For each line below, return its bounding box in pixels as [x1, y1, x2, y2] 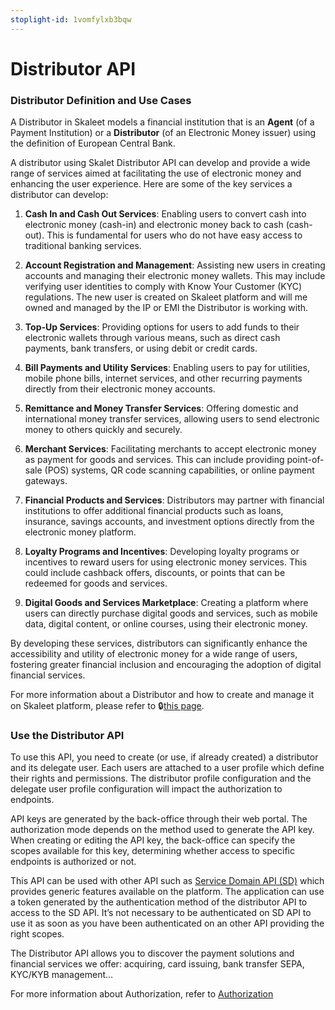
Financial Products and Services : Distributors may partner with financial [24, 494, 325, 506]
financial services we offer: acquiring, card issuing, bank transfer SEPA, [10, 958, 305, 970]
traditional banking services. [24, 240, 142, 252]
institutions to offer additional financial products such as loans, [24, 505, 284, 517]
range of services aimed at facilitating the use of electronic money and [10, 167, 302, 180]
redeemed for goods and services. [24, 577, 168, 590]
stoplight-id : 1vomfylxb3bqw [10, 14, 132, 25]
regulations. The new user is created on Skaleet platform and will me [24, 291, 308, 303]
